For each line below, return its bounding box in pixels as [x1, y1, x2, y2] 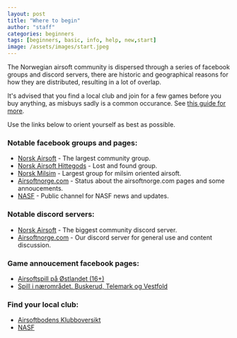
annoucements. [17, 184, 64, 193]
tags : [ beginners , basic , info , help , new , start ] [7, 37, 157, 44]
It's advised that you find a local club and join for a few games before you [7, 91, 221, 100]
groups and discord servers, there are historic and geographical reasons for [7, 70, 229, 79]
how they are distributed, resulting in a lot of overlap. [7, 78, 161, 86]
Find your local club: [7, 299, 79, 309]
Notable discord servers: [7, 210, 95, 220]
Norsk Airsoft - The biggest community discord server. [17, 225, 178, 234]
